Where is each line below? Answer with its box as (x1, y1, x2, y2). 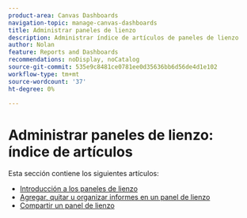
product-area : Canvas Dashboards (8, 11, 119, 20)
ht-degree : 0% (8, 85, 55, 93)
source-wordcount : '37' (8, 77, 87, 85)
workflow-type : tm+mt (8, 70, 80, 78)
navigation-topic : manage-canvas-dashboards (8, 19, 158, 27)
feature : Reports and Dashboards (8, 48, 119, 56)
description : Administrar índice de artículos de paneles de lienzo (8, 33, 239, 42)
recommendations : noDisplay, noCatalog (8, 56, 140, 64)
